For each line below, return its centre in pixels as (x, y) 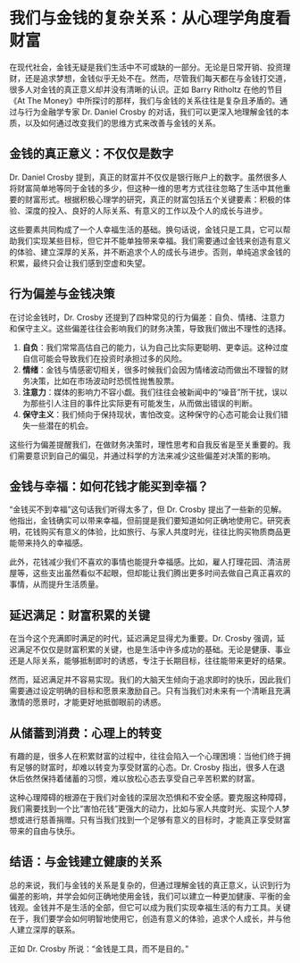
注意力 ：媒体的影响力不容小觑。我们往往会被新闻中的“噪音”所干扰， (147, 392)
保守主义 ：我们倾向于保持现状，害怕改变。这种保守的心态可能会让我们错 (155, 414)
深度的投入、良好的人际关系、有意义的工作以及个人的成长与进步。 (146, 210)
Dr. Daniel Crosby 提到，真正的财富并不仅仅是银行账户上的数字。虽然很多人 (148, 177)
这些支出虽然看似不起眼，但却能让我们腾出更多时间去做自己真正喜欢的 (162, 574)
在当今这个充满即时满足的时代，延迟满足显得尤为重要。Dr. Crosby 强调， (143, 639)
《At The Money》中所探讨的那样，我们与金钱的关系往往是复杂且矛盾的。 (145, 100)
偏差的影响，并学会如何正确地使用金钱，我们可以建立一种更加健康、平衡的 (146, 896)
